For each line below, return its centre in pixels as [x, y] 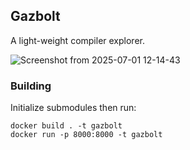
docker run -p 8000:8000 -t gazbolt [86, 135]
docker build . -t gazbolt [66, 126]
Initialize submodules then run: [73, 108]
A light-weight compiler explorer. [77, 40]
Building [31, 86]
